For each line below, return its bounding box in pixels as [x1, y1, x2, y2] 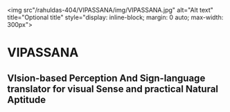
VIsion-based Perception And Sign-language [7, 72, 206, 84]
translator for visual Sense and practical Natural [7, 83, 219, 95]
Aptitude [7, 93, 46, 106]
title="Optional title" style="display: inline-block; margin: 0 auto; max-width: [7, 13, 224, 21]
